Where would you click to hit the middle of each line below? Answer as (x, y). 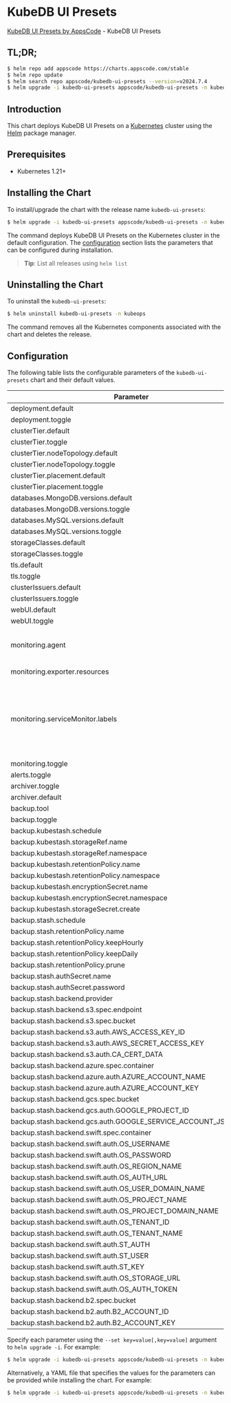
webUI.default (33, 610)
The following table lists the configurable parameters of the (91, 373)
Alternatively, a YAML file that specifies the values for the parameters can (111, 1373)
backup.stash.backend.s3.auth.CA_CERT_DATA (87, 1055)
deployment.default (42, 409)
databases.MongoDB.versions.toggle (70, 509)
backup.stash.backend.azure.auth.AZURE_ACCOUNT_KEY (105, 1088)
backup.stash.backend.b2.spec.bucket (73, 1300)
